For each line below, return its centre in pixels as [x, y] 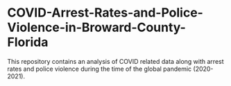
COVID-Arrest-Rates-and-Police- [105, 13]
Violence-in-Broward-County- [96, 27]
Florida [28, 42]
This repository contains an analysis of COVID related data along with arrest [115, 61]
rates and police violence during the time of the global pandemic [100, 69]
